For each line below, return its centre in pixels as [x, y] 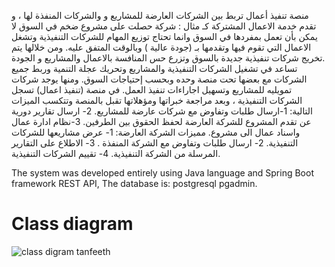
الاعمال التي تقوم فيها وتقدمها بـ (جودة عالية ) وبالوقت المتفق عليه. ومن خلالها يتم [161, 47]
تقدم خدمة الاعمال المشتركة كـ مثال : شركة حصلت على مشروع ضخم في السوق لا [164, 26]
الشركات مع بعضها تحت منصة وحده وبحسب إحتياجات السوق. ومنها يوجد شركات [159, 79]
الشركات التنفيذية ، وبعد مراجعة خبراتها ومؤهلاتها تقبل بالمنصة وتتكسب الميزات [157, 100]
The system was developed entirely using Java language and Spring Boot [162, 173]
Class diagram [72, 224]
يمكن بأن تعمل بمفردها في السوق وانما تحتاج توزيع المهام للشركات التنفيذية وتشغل [164, 36]
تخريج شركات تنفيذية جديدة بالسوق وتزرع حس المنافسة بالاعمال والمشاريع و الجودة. [168, 58]
